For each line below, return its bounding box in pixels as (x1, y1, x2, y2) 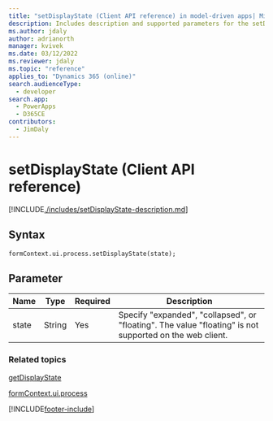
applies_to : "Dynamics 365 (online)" (8, 72, 136, 80)
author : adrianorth (8, 34, 75, 43)
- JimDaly (15, 125, 49, 133)
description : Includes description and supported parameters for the (8, 20, 249, 28)
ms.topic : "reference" (8, 65, 85, 73)
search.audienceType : (8, 80, 82, 88)
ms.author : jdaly (8, 27, 67, 35)
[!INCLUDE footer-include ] (8, 404, 95, 414)
